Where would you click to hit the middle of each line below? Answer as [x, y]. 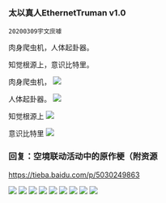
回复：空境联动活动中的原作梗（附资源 [83, 157]
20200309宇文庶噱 [35, 32]
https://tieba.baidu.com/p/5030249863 [74, 175]
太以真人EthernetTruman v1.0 [67, 12]
